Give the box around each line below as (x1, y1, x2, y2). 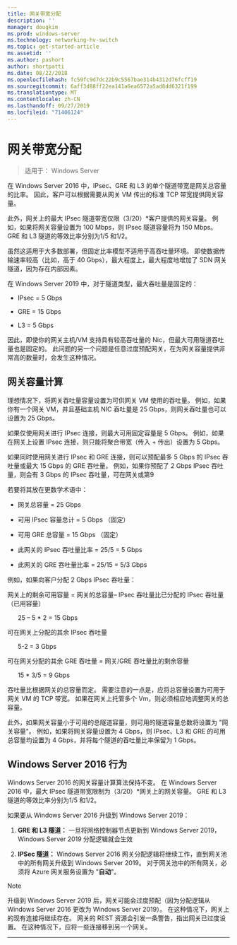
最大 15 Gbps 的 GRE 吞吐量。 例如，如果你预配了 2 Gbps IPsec (25, 461, 210, 470)
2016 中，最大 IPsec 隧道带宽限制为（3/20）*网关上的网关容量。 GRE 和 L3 (7, 787, 227, 796)
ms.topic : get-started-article (7, 43, 99, 50)
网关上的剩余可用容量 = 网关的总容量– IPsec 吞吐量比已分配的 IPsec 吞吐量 (7, 590, 224, 599)
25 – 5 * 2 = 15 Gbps (17, 613, 78, 622)
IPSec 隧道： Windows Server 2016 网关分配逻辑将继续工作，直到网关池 (17, 850, 228, 859)
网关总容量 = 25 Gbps (17, 500, 81, 509)
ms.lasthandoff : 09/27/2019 (7, 102, 90, 110)
